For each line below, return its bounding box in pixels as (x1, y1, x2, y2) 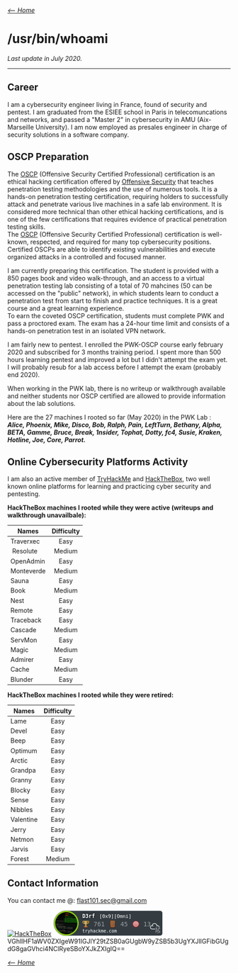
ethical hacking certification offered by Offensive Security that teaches (7, 177, 214, 186)
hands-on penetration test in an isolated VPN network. (7, 326, 166, 335)
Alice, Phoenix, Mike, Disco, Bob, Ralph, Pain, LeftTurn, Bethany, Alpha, (7, 420, 222, 429)
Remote (10, 606, 33, 614)
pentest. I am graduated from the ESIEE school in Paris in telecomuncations (7, 108, 227, 116)
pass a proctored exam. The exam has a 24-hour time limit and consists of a (7, 319, 230, 327)
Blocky (10, 786, 30, 794)
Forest (10, 855, 30, 863)
